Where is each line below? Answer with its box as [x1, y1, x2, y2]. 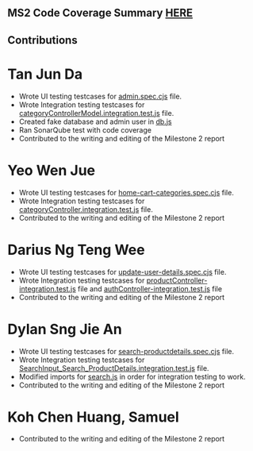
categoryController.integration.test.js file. [18, 204, 154, 214]
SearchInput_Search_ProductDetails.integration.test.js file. [18, 363, 209, 372]
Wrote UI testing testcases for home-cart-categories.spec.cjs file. [18, 187, 235, 197]
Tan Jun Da [7, 65, 83, 83]
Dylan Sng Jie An [7, 320, 122, 338]
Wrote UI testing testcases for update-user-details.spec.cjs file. [18, 267, 227, 276]
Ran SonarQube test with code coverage [18, 125, 152, 134]
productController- [146, 276, 208, 285]
